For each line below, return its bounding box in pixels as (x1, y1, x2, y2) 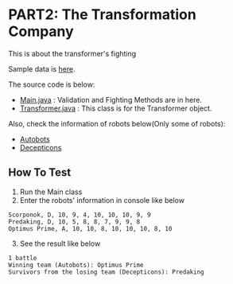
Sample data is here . (8, 64, 76, 73)
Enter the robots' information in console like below (19, 195, 185, 204)
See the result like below (19, 239, 101, 248)
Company (8, 22, 74, 41)
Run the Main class (19, 187, 83, 196)
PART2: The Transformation (8, 6, 196, 24)
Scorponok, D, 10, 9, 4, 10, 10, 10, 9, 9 (8, 211, 151, 219)
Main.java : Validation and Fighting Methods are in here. (19, 95, 203, 104)
